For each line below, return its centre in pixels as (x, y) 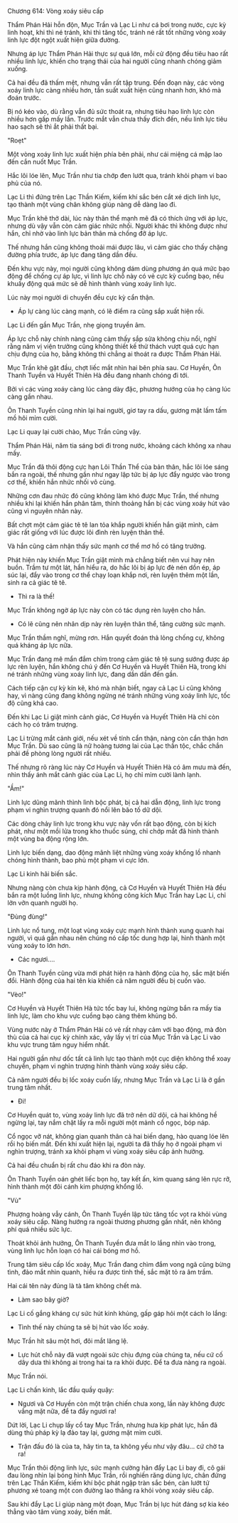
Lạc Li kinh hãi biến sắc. (43, 874)
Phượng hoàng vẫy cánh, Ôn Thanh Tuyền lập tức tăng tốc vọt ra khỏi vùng (117, 1214)
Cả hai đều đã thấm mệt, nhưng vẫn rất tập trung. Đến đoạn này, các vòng (116, 83)
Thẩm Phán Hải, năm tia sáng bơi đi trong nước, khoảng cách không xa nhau (119, 446)
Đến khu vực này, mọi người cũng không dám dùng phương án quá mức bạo (119, 268)
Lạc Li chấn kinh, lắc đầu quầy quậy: (61, 1390)
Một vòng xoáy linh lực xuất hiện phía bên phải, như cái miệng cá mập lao (115, 154)
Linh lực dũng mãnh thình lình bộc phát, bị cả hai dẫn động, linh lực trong (114, 802)
